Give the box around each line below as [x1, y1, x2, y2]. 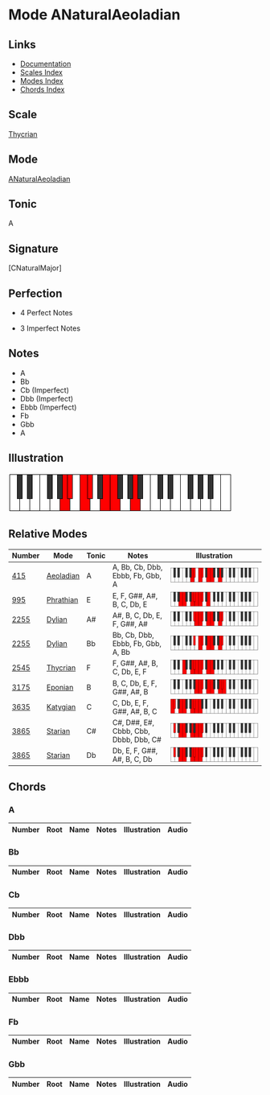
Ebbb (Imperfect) [19, 402, 77, 412]
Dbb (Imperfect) [19, 393, 74, 403]
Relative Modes [8, 527, 88, 541]
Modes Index [19, 76, 63, 85]
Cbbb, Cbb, [112, 727, 150, 735]
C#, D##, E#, [112, 718, 155, 727]
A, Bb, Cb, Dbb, [112, 562, 163, 572]
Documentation [19, 59, 72, 68]
